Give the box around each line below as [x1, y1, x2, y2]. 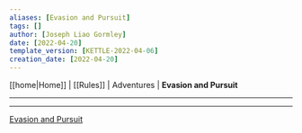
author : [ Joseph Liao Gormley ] [9, 30, 127, 39]
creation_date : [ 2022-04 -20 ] [9, 55, 119, 64]
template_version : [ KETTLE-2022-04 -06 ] [9, 47, 159, 56]
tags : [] [9, 22, 42, 31]
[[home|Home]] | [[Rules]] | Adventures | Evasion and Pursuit [9, 80, 238, 90]
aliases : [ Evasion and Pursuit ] [9, 13, 130, 22]
